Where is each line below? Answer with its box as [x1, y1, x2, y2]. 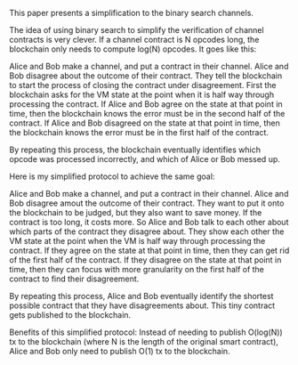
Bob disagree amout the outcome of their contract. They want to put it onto [9, 198, 285, 208]
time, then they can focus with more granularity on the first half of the [9, 264, 265, 274]
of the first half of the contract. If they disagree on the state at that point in [9, 255, 282, 265]
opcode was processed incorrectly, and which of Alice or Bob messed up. [9, 154, 280, 164]
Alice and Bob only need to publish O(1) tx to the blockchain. [9, 346, 230, 356]
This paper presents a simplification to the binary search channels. [9, 8, 254, 18]
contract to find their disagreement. [9, 273, 140, 284]
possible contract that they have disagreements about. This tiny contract [9, 300, 276, 311]
